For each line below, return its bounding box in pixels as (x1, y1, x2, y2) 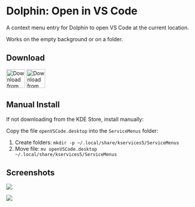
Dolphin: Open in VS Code (6, 4, 138, 18)
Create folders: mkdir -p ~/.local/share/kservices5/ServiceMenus (14, 139, 179, 146)
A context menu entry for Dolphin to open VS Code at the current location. (6, 24, 190, 31)
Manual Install (6, 100, 60, 110)
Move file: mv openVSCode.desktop (14, 145, 97, 152)
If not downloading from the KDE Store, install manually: (6, 115, 144, 123)
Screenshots (6, 168, 55, 178)
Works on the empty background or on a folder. (6, 35, 123, 42)
